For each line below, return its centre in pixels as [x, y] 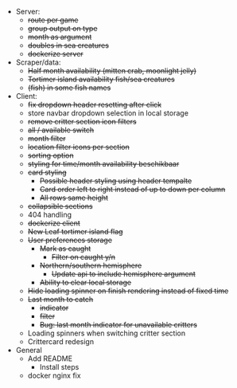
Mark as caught [65, 249]
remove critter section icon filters [82, 121]
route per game [53, 20]
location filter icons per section [78, 147]
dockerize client [54, 223]
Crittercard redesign [60, 341]
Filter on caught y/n [83, 257]
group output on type [62, 28]
